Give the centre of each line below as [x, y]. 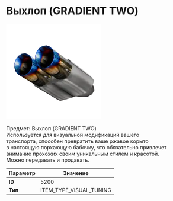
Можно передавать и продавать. [48, 160]
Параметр [22, 173]
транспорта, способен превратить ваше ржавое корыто [78, 141]
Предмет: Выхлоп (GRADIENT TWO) [51, 128]
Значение [76, 173]
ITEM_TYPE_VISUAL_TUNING [76, 190]
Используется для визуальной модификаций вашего [73, 135]
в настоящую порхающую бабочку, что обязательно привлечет [86, 147]
